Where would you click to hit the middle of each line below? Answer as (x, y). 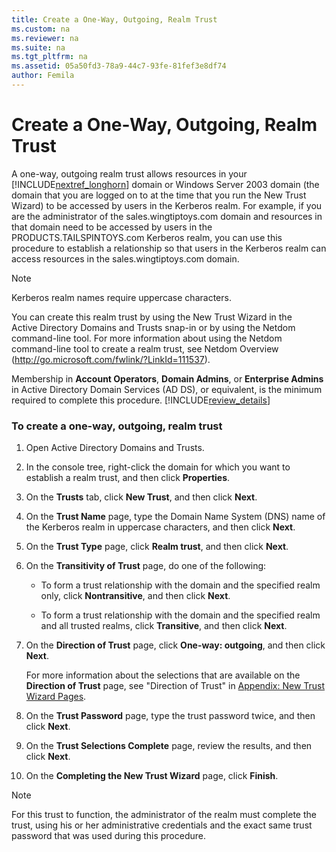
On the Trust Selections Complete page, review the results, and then (169, 746)
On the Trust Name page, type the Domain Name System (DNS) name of (175, 517)
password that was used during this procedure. (108, 836)
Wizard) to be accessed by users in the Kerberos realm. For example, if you (167, 205)
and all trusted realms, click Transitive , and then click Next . (164, 626)
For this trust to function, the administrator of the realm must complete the (164, 815)
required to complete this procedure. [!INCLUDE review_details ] (141, 400)
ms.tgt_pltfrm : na (49, 57)
